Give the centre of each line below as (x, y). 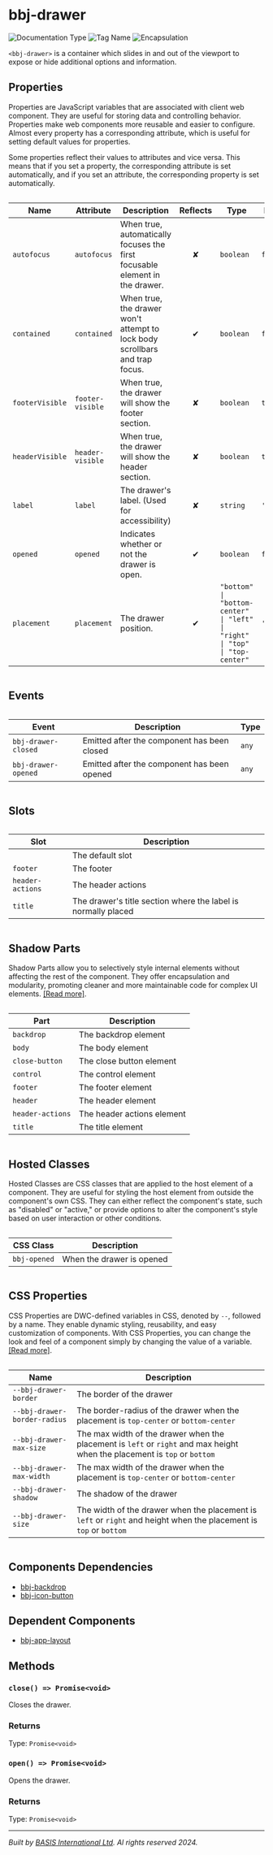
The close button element (128, 1061)
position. (137, 628)
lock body (139, 339)
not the (134, 554)
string (232, 505)
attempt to (140, 328)
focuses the (143, 244)
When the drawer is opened (115, 1259)
